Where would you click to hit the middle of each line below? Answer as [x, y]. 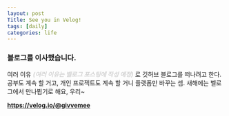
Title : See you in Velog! [44, 20]
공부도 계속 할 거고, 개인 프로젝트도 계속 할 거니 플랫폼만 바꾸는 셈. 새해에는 [108, 82]
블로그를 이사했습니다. [42, 58]
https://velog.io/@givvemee [49, 105]
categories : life [32, 33]
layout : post [26, 13]
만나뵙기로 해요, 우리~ [55, 91]
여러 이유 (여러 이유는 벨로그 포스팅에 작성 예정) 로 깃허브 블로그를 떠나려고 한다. [114, 74]
